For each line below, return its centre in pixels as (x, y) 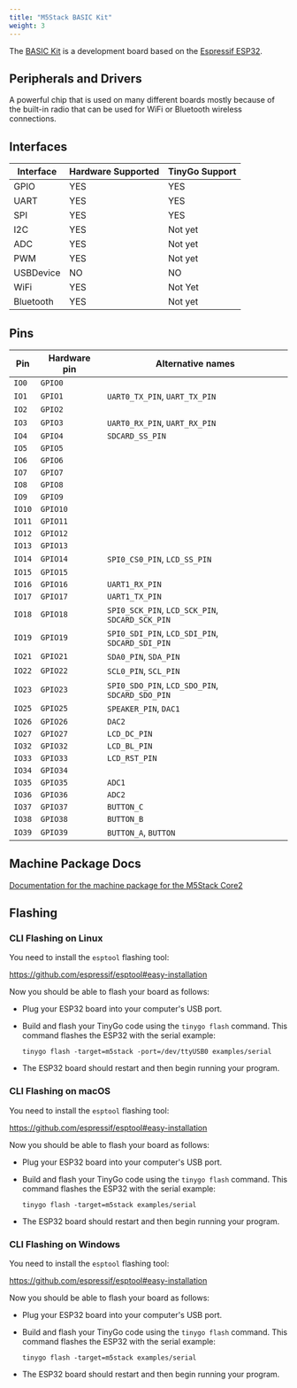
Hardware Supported (114, 172)
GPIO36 (54, 795)
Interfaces (38, 147)
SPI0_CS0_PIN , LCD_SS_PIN (160, 559)
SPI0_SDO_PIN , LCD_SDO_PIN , (163, 685)
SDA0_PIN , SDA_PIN (144, 656)
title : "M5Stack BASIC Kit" (61, 17)
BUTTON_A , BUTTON (141, 832)
